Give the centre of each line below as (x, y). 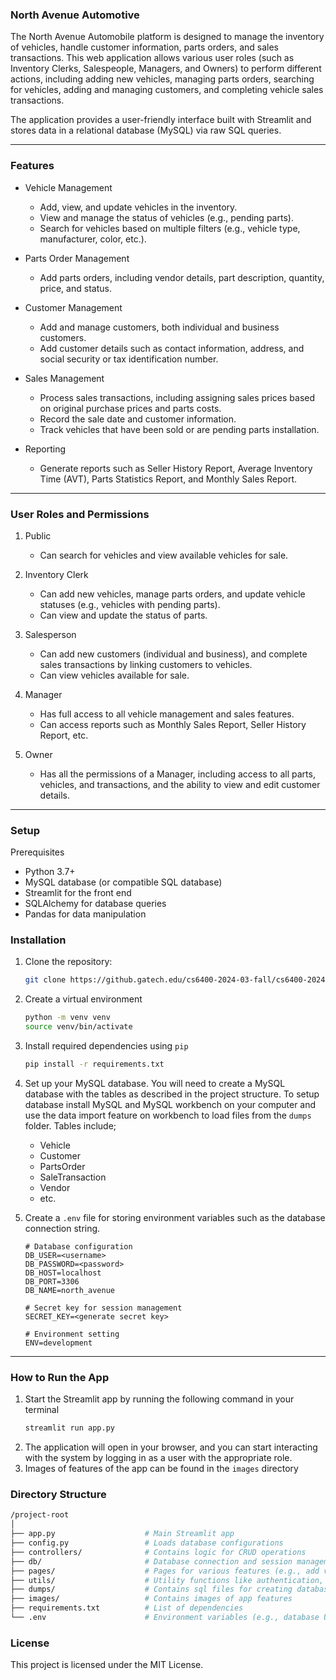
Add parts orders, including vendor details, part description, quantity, (182, 277)
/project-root (40, 1515)
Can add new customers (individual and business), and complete (173, 654)
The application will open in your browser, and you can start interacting (171, 1447)
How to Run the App (60, 1377)
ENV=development (58, 1343)
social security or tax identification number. (129, 359)
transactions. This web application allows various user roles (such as (152, 58)
